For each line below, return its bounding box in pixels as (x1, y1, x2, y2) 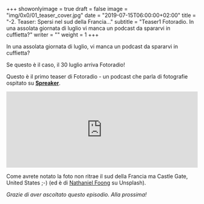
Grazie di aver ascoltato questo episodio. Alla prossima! (6, 191, 147, 198)
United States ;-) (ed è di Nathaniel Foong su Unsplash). (6, 179, 146, 186)
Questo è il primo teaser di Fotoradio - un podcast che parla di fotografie (6, 73, 188, 80)
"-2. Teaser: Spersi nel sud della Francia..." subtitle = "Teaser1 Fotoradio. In (6, 18, 194, 25)
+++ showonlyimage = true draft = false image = (6, 5, 128, 12)
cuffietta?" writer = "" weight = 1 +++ (6, 31, 99, 38)
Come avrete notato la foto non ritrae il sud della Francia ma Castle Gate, (6, 173, 188, 180)
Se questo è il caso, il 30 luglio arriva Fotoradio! (6, 61, 126, 68)
